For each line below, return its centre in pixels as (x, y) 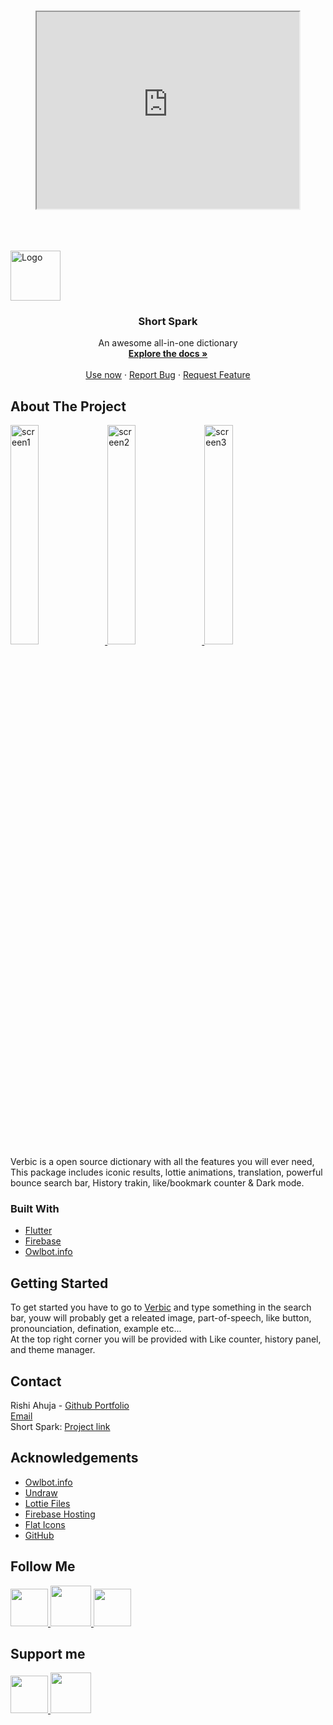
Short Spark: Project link (60, 1427)
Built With (35, 1209)
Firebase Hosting (60, 1514)
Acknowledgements (74, 1458)
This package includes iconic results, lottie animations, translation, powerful (166, 1172)
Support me (48, 1654)
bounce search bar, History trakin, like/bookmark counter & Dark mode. (157, 1183)
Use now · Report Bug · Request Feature (168, 375)
